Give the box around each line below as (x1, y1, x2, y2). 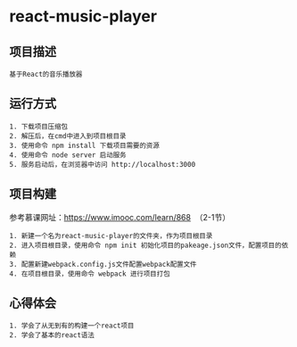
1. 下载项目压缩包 (9, 122, 69, 131)
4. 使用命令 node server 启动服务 (9, 150, 127, 160)
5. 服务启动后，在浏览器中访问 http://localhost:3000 (9, 160, 196, 169)
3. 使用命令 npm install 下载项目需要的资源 (9, 141, 161, 150)
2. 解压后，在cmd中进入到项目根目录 (9, 131, 127, 140)
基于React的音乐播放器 (9, 70, 83, 78)
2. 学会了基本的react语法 (9, 331, 95, 340)
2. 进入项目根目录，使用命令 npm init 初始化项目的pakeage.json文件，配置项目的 (9, 241, 283, 250)
